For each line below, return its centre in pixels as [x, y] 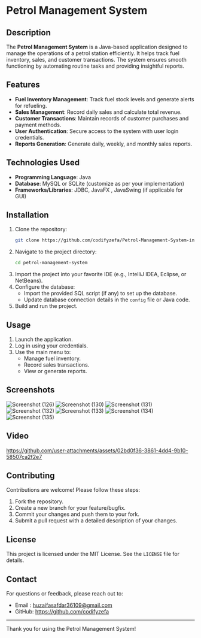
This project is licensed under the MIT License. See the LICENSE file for [93, 554]
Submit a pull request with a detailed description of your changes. [96, 521]
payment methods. [38, 125]
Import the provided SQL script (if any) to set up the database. [100, 294]
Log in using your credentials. [51, 346]
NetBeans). [29, 281]
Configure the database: [45, 287]
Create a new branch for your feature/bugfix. [70, 508]
